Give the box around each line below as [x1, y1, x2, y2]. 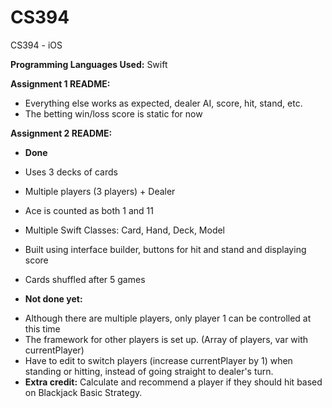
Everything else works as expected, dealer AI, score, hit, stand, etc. [24, 97, 303, 109]
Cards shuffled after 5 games [24, 273, 146, 285]
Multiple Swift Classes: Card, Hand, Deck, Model [24, 224, 226, 236]
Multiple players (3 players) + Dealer [24, 185, 176, 197]
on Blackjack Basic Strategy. [24, 386, 143, 398]
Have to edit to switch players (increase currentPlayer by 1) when [24, 354, 293, 366]
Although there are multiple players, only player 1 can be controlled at [24, 312, 312, 324]
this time [24, 322, 61, 335]
